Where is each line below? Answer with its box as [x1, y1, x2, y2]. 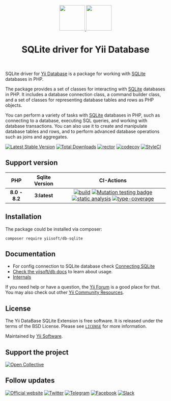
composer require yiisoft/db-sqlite [5, 235, 83, 241]
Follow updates [5, 376, 55, 385]
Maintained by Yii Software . [5, 333, 63, 339]
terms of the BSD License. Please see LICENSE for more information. [5, 323, 147, 329]
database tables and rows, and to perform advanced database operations [5, 128, 160, 134]
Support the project [5, 348, 69, 357]
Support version [5, 158, 58, 167]
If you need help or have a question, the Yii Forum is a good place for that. [5, 284, 161, 290]
